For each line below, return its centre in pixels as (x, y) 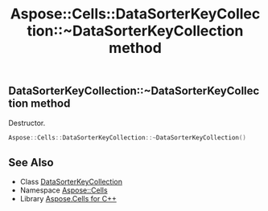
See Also (31, 162)
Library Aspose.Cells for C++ (68, 199)
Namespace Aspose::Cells (64, 190)
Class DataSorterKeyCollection (71, 182)
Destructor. (27, 123)
